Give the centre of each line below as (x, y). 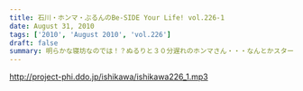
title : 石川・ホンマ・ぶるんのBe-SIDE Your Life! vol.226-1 (117, 18)
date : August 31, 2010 (52, 26)
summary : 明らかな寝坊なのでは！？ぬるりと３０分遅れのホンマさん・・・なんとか (142, 51)
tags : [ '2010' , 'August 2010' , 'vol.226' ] (90, 34)
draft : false (34, 43)
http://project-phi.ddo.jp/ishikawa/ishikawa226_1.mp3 (109, 77)
